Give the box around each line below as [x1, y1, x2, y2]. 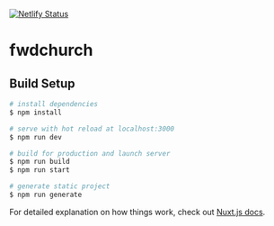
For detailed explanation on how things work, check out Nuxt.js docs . [9, 206, 266, 217]
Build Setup [9, 76, 75, 91]
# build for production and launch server [9, 149, 171, 158]
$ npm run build [9, 158, 70, 167]
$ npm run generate [9, 190, 83, 199]
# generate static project [9, 182, 110, 191]
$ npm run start [9, 166, 70, 175]
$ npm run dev [9, 132, 63, 141]
